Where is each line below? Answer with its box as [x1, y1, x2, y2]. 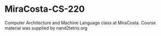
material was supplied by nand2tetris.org [4, 25, 88, 31]
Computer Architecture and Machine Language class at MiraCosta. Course [4, 20, 156, 26]
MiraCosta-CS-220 [4, 3, 85, 15]
